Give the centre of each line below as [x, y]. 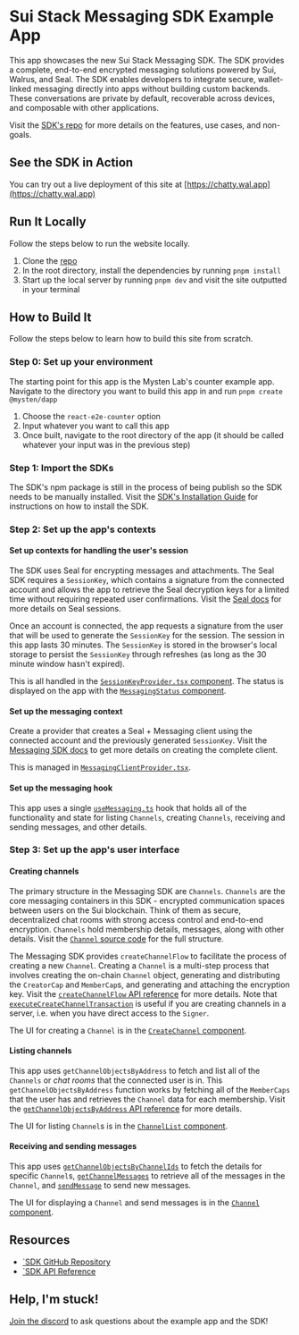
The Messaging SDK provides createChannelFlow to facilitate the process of [148, 956]
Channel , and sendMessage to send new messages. [100, 1186]
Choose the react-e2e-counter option [91, 416]
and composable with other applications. [84, 107]
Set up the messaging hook [61, 788]
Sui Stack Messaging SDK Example [141, 17]
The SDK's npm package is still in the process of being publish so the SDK [146, 487]
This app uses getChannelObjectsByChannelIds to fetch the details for [136, 1166]
